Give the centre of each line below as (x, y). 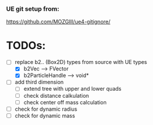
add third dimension (39, 82)
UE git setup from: (33, 9)
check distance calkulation (56, 95)
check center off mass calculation (65, 102)
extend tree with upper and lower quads (72, 89)
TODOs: (26, 46)
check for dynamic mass (45, 116)
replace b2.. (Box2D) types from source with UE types (81, 62)
